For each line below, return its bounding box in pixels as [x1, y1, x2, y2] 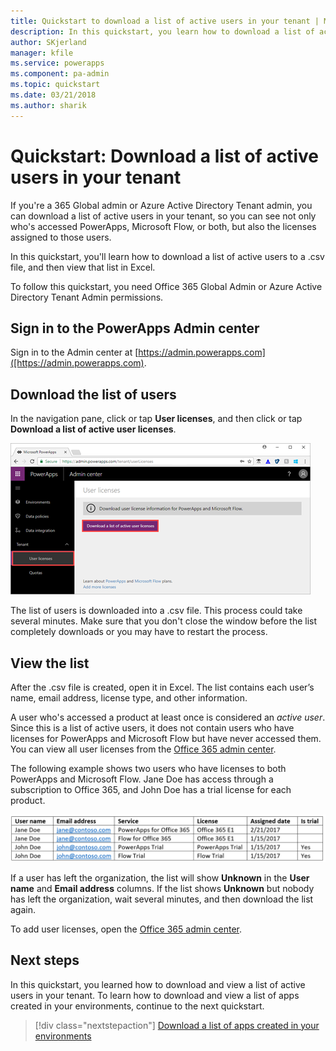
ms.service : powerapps [10, 58, 105, 69]
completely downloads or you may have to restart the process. [10, 626, 268, 638]
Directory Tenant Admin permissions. [10, 291, 164, 303]
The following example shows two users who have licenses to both [10, 763, 287, 774]
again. [10, 903, 37, 915]
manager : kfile [10, 48, 74, 58]
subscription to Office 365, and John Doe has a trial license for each [10, 784, 292, 795]
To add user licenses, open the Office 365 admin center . [10, 923, 243, 935]
